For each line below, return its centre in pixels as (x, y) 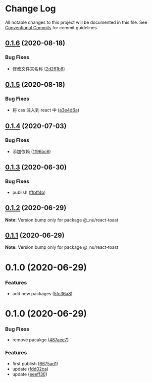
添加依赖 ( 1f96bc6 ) (31, 151)
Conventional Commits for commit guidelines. (51, 27)
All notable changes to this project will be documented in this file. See (76, 22)
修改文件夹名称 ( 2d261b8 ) (39, 69)
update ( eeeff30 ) (30, 374)
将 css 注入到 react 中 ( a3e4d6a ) (46, 110)
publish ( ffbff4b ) (29, 192)
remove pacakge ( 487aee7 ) (41, 340)
